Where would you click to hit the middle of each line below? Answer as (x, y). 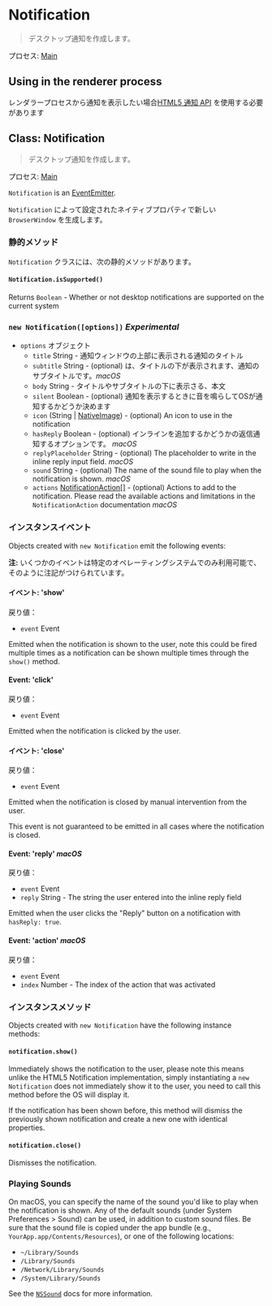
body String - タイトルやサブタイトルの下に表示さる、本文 (129, 386)
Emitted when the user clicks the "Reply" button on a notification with (125, 913)
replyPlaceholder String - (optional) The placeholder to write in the (145, 453)
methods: (24, 1033)
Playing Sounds (40, 1184)
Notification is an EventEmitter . (62, 192)
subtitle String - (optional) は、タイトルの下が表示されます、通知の (146, 366)
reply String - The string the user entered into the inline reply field (131, 898)
